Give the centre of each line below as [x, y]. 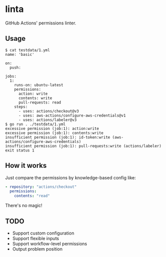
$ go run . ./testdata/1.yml [35, 124]
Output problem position [37, 249]
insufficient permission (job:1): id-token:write [58, 137]
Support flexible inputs [36, 238]
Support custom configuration [43, 233]
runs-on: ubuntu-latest [39, 85]
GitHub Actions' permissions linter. [41, 23]
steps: [21, 107]
